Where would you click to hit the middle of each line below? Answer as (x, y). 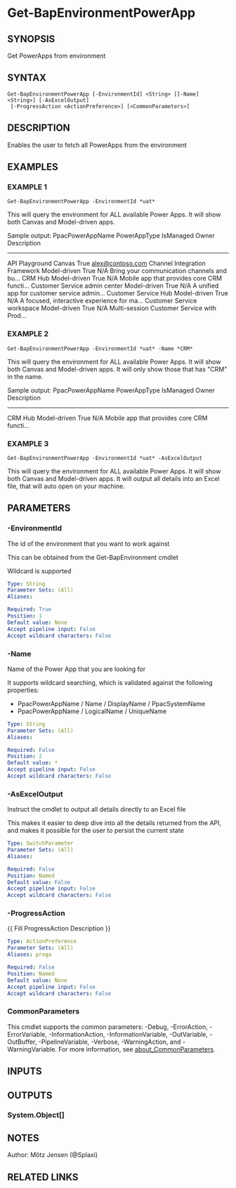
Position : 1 (25, 616)
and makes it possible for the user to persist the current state (96, 831)
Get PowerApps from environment (57, 56)
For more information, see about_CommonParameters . (137, 1049)
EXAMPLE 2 (28, 334)
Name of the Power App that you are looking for (77, 669)
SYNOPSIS (31, 39)
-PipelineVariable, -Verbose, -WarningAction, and (110, 1042)
